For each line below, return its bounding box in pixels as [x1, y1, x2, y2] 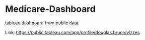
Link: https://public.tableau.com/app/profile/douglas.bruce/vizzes [5, 29, 140, 35]
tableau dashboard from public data [5, 20, 78, 26]
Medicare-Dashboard [5, 3, 96, 15]
